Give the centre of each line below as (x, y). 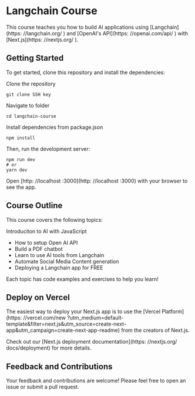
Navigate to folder (28, 105)
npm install (21, 138)
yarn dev (17, 170)
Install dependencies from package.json (55, 127)
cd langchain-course (31, 116)
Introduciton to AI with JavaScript (46, 231)
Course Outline (34, 206)
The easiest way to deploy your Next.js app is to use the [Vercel (83, 312)
